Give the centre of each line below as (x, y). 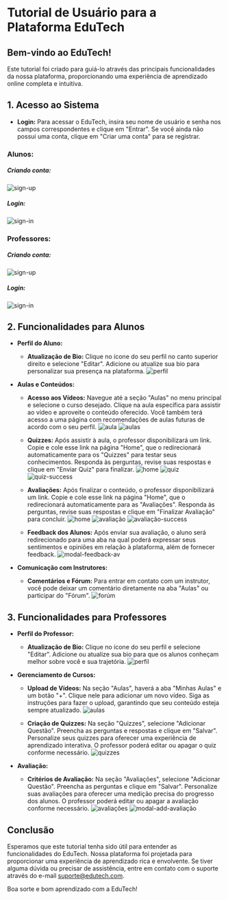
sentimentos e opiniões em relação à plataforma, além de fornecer (121, 547)
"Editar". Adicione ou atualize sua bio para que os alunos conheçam (123, 654)
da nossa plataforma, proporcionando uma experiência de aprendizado (107, 76)
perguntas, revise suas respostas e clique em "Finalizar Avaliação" (121, 512)
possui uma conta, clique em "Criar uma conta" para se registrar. (109, 136)
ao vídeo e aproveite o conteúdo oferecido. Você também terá (115, 413)
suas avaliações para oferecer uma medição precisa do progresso (121, 794)
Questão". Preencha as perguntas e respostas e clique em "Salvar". (122, 731)
